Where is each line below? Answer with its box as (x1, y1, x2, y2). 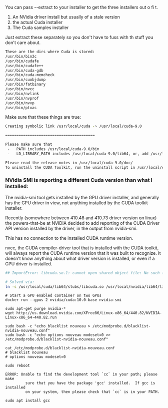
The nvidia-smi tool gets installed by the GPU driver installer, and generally (5, 194, 159, 200)
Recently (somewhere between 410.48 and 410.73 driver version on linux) (5, 215, 157, 221)
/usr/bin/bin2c (5, 54, 37, 59)
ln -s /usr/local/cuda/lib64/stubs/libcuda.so (5, 284, 104, 289)
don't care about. (5, 40, 41, 46)
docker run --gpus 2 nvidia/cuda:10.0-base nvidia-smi (5, 297, 122, 302)
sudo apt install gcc (5, 398, 50, 403)
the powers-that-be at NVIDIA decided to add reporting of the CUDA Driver (5, 220, 160, 226)
